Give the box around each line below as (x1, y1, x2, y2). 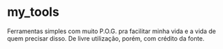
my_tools (7, 4, 60, 20)
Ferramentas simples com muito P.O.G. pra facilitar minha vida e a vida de (7, 27, 216, 35)
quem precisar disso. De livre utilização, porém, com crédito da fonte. (7, 34, 205, 42)
